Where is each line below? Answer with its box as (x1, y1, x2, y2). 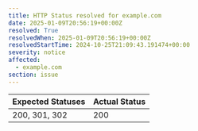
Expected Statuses (12, 96, 86, 107)
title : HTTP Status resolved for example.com (8, 11, 161, 20)
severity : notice (8, 48, 66, 56)
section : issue (8, 71, 59, 79)
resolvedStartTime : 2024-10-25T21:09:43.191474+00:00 (8, 41, 191, 49)
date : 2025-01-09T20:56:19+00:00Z (8, 19, 123, 27)
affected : (8, 56, 41, 64)
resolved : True (8, 26, 59, 34)
